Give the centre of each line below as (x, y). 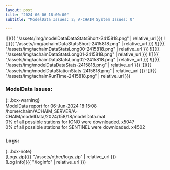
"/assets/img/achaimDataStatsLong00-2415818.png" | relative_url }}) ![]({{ (83, 49)
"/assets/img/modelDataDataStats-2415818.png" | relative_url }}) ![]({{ (78, 65)
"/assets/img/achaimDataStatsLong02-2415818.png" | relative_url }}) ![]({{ (82, 60)
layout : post (19, 10)
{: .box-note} (19, 151)
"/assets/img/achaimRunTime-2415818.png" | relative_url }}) (68, 76)
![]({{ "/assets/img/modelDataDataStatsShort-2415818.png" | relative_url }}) (84, 38)
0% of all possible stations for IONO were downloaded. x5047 (70, 122)
